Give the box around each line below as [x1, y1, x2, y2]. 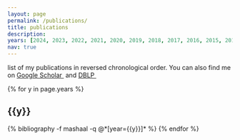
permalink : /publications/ [7, 17, 88, 24]
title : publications [7, 24, 69, 31]
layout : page [7, 10, 46, 18]
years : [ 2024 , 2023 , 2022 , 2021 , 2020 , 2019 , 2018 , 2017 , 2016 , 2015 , [7, 37, 222, 44]
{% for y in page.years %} [7, 85, 84, 93]
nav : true [7, 44, 37, 51]
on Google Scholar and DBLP [7, 71, 95, 79]
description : [7, 30, 46, 38]
